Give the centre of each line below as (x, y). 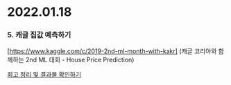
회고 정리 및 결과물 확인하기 (44, 75)
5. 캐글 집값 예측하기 (39, 35)
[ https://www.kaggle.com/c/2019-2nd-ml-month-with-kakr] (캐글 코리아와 (112, 51)
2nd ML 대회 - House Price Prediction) (80, 60)
